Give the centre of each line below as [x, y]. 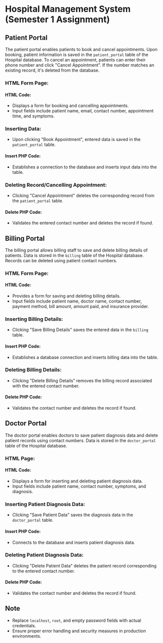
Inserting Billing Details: [34, 319]
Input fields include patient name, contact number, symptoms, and [79, 486]
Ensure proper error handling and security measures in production [79, 631]
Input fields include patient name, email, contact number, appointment [83, 111]
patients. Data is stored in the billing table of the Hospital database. [74, 255]
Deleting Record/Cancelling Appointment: [56, 185]
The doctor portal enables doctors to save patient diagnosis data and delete [81, 435]
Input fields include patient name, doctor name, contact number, [77, 301]
